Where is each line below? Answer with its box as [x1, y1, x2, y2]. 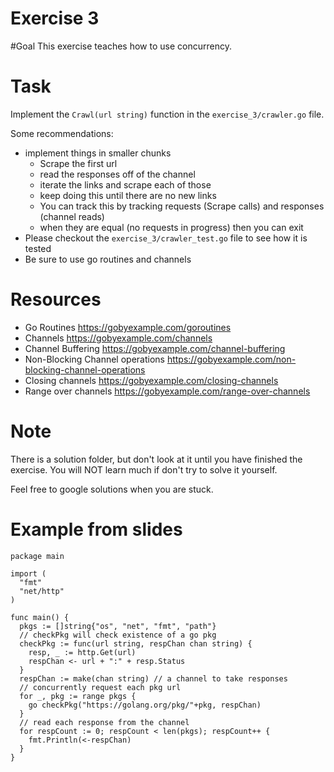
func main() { [10, 612, 70, 622]
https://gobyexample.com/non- [166, 353, 297, 365]
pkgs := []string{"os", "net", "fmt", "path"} [19, 621, 217, 631]
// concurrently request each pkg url [19, 682, 182, 692]
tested [24, 242, 52, 254]
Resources [10, 288, 102, 311]
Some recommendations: [10, 127, 114, 139]
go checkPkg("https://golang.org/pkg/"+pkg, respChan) [28, 700, 262, 710]
